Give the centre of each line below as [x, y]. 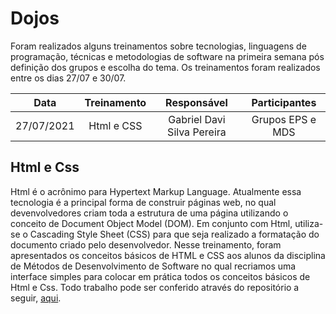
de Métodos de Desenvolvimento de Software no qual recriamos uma [153, 266]
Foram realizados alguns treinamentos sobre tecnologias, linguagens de [158, 46]
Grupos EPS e [284, 119]
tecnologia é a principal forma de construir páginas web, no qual [143, 202]
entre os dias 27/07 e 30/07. [68, 78]
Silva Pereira [197, 132]
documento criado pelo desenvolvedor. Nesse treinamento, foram [146, 244]
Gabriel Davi [197, 119]
